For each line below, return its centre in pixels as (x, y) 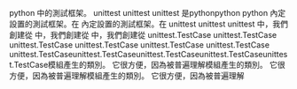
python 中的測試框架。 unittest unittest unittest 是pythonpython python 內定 (148, 13)
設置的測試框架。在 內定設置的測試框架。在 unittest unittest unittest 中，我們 (148, 24)
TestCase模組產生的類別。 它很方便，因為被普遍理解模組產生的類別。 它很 (149, 65)
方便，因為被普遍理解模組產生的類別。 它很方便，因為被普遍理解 (127, 76)
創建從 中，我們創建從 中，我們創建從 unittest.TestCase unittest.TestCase (143, 35)
